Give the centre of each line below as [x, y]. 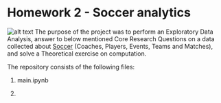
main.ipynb [33, 80]
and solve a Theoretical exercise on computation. [77, 54]
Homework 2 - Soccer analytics [99, 13]
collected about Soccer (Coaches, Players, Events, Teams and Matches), [110, 46]
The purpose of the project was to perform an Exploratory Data [124, 32]
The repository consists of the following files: [71, 67]
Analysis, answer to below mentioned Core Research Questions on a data [111, 38]
